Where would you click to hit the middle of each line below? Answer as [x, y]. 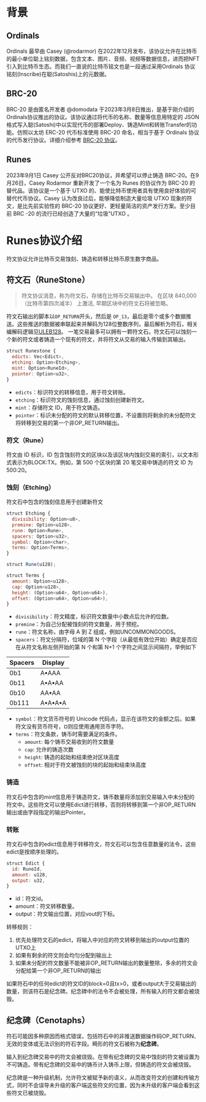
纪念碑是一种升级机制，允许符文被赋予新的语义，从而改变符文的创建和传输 [100, 1077]
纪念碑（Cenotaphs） [48, 1020]
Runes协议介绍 [44, 240]
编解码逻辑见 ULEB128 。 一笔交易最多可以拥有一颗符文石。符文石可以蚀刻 [99, 332]
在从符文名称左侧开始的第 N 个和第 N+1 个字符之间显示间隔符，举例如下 [106, 647]
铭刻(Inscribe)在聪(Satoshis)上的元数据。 [58, 74]
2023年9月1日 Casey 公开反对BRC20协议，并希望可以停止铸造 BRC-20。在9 [103, 175]
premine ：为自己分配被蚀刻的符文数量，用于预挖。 [78, 624]
